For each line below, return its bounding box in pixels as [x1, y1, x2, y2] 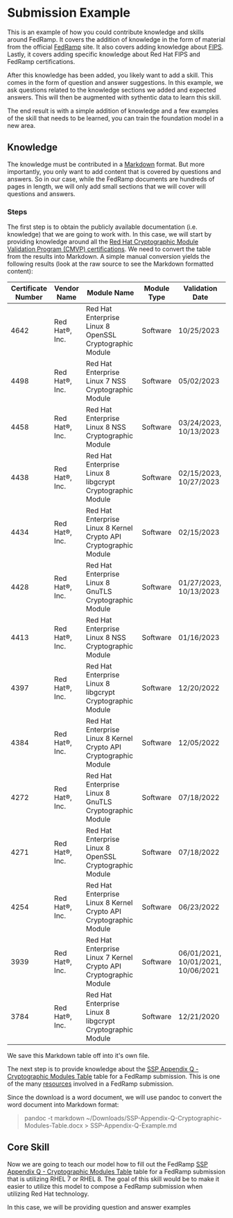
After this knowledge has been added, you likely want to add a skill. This [7, 71, 214, 79]
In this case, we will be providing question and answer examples [7, 1203, 191, 1211]
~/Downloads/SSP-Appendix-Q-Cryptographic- [85, 1114, 222, 1123]
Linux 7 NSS [85, 376, 126, 386]
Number [15, 292, 43, 302]
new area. [7, 121, 36, 129]
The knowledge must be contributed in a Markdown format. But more [7, 160, 205, 168]
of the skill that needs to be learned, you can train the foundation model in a [7, 113, 224, 122]
